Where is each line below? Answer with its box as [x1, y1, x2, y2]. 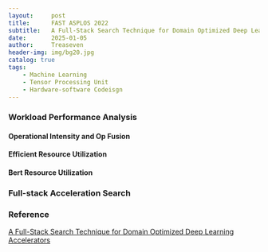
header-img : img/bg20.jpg [8, 48, 94, 56]
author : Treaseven [8, 41, 84, 49]
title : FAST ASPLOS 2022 [8, 19, 109, 27]
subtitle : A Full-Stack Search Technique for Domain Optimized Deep [8, 26, 248, 34]
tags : [8, 64, 26, 72]
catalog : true [8, 56, 56, 64]
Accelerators [8, 235, 50, 245]
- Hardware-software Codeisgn [22, 85, 124, 94]
